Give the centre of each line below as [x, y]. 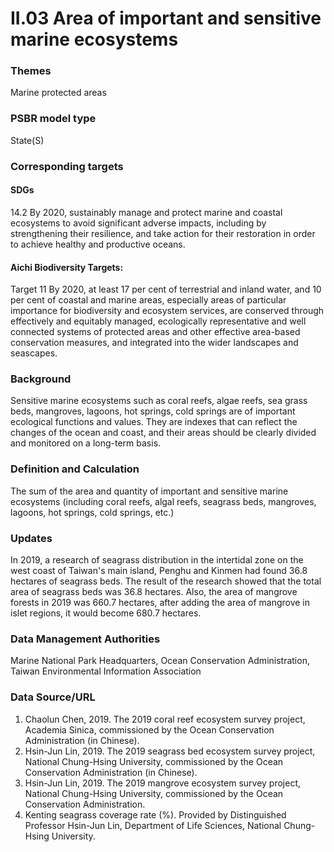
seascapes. [34, 353]
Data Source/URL [53, 697]
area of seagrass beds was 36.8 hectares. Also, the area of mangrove [154, 591]
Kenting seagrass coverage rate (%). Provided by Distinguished [155, 814]
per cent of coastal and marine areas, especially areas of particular [148, 300]
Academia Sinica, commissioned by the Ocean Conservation [149, 729]
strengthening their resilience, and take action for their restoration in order [163, 233]
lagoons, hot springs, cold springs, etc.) [92, 512]
